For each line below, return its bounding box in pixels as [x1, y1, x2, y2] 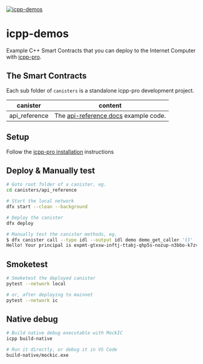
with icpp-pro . [6, 53, 42, 60]
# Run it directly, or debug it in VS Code [6, 346, 118, 353]
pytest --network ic [6, 297, 59, 304]
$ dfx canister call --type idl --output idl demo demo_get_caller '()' [6, 236, 193, 243]
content [98, 101, 122, 109]
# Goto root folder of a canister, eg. [6, 181, 107, 187]
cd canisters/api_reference [6, 187, 77, 193]
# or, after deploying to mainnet [6, 291, 94, 297]
